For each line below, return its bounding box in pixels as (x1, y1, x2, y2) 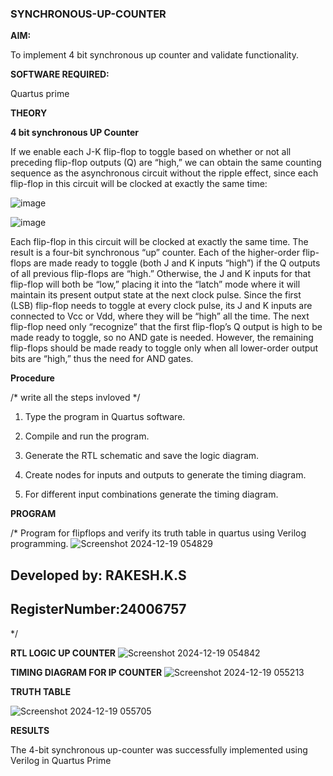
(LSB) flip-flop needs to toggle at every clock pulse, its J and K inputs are (10, 300, 313, 312)
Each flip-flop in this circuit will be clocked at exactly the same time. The (10, 236, 309, 248)
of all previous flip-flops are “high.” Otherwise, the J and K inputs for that (10, 268, 312, 280)
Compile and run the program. (24, 430, 150, 442)
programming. (10, 538, 69, 550)
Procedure (10, 372, 55, 384)
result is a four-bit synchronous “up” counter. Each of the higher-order (10, 247, 301, 259)
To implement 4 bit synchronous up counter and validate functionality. (10, 49, 299, 61)
